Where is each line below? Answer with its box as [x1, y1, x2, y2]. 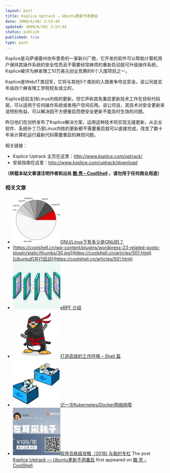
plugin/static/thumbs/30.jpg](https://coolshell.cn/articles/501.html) [12, 250, 152, 256]
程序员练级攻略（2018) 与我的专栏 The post [60, 450, 151, 457]
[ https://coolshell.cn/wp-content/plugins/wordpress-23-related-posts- [12, 245, 160, 251]
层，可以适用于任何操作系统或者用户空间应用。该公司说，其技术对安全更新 [5, 102, 160, 108]
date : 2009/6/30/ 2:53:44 [5, 19, 60, 24]
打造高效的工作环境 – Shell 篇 [60, 353, 121, 359]
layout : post [5, 8, 33, 13]
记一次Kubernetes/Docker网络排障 [60, 402, 133, 408]
